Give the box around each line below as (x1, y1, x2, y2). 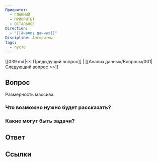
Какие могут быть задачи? (5, 117, 75, 124)
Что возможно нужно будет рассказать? (5, 104, 111, 111)
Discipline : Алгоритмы (5, 36, 53, 41)
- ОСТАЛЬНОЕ (10, 21, 35, 27)
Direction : (5, 26, 28, 31)
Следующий (5, 64, 32, 70)
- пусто (10, 45, 26, 50)
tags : (5, 40, 17, 45)
